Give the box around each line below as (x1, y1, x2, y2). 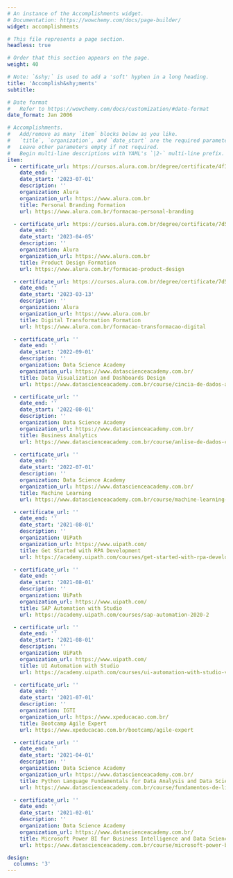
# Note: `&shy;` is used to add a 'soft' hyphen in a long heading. (7, 73, 209, 80)
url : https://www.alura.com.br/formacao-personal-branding (19, 208, 194, 215)
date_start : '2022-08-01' (19, 406, 95, 413)
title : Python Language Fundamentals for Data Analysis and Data (19, 778, 213, 784)
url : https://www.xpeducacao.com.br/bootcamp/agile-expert (19, 726, 194, 733)
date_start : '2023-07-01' (19, 176, 95, 183)
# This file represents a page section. (7, 35, 126, 42)
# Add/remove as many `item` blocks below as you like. (7, 131, 178, 138)
